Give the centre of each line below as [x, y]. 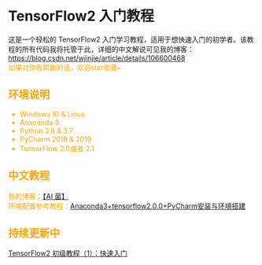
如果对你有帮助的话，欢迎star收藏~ [65, 67]
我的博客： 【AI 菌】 [39, 196]
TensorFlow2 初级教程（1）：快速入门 [68, 253]
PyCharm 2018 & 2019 [55, 139]
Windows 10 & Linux [52, 114]
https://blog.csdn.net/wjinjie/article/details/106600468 [97, 58]
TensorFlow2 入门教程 [81, 16]
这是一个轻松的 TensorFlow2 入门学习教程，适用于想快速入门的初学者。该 [128, 39]
